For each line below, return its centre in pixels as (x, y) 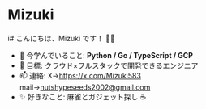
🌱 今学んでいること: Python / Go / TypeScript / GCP (106, 55)
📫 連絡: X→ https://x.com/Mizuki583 (80, 75)
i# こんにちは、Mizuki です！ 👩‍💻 (61, 38)
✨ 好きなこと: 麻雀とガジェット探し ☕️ (83, 96)
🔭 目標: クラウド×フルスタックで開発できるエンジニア (109, 65)
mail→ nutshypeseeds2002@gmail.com (85, 87)
